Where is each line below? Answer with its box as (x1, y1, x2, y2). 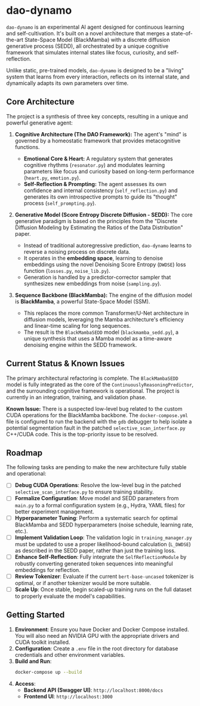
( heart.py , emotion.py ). (23, 174, 81, 181)
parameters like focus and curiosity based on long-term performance (23, 168, 195, 175)
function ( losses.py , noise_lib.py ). (23, 267, 110, 274)
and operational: (6, 470, 47, 477)
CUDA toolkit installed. (14, 638, 70, 646)
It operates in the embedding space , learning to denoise (23, 254, 163, 261)
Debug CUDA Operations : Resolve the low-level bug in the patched (14, 482, 181, 489)
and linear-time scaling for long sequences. (23, 322, 131, 329)
